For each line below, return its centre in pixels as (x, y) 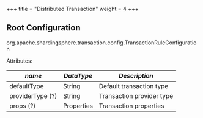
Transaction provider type (136, 95)
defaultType (27, 86)
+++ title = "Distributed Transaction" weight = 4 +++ (72, 9)
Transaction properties (131, 106)
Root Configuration (43, 28)
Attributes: (20, 61)
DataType (78, 75)
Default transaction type (134, 86)
